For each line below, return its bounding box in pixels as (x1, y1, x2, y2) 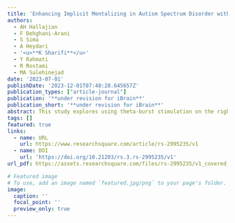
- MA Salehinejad (13, 69, 64, 76)
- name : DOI (13, 147, 49, 154)
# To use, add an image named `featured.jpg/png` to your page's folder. (7, 180, 227, 187)
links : (7, 128, 27, 135)
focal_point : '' (13, 199, 61, 206)
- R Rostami (13, 62, 49, 69)
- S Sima (13, 36, 39, 43)
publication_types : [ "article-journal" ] (7, 88, 127, 95)
